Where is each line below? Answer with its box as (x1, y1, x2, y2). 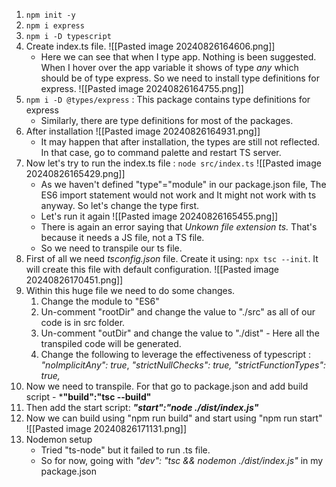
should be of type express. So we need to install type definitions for (40, 72, 320, 84)
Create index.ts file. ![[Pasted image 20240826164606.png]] (25, 40, 276, 52)
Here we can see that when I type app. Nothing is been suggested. (40, 51, 317, 63)
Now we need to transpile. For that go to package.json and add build (25, 380, 309, 392)
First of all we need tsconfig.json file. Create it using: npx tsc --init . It (25, 253, 319, 264)
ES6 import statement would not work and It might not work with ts (40, 189, 317, 201)
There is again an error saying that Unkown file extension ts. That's (40, 221, 318, 233)
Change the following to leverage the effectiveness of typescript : (40, 349, 312, 360)
